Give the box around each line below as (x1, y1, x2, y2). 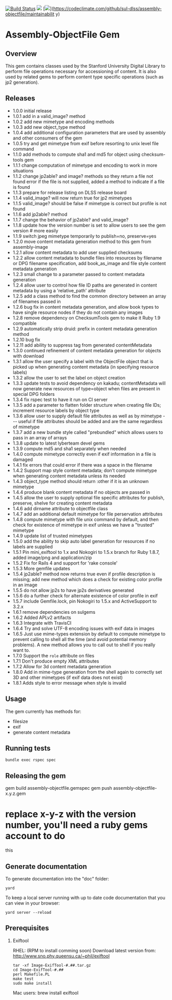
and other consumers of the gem (12, 135, 82, 141)
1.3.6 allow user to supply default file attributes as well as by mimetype (12, 413, 162, 419)
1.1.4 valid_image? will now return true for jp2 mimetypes (12, 195, 132, 201)
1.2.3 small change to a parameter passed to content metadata (12, 271, 145, 277)
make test (12, 976, 34, 982)
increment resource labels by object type (12, 407, 100, 413)
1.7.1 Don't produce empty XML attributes (12, 658, 99, 664)
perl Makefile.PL (12, 972, 50, 977)
